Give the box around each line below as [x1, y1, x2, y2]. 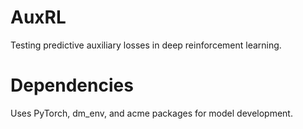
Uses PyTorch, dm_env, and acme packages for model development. [10, 107, 293, 119]
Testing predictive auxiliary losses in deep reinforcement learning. [10, 39, 282, 51]
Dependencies [10, 74, 134, 97]
